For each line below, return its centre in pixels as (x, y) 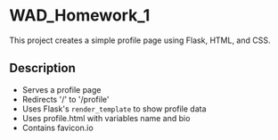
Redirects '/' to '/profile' (65, 99)
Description (42, 68)
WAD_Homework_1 (80, 16)
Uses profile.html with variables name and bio (106, 118)
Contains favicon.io (57, 128)
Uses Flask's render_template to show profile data (114, 109)
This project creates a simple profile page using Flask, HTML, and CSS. (140, 40)
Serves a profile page (61, 89)
